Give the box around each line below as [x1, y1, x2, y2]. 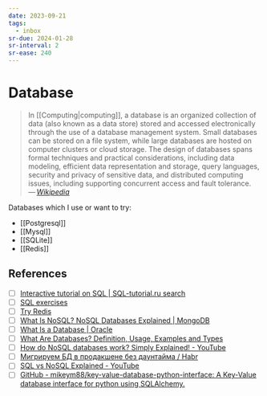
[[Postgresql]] [19, 218, 67, 227]
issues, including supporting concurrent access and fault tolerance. [27, 178, 252, 188]
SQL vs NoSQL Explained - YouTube [19, 361, 140, 370]
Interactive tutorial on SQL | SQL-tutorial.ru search [19, 288, 186, 298]
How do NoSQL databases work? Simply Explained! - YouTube [19, 343, 226, 353]
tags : [8, 19, 26, 27]
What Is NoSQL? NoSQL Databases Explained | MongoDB [19, 315, 210, 325]
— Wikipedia [27, 186, 70, 197]
